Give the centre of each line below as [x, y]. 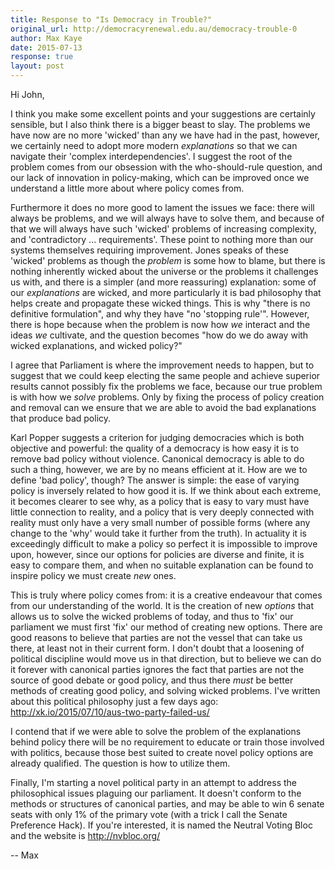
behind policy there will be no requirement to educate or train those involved [167, 742]
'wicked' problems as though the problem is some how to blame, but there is [168, 260]
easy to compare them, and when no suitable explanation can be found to [162, 565]
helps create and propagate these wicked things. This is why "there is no [160, 303]
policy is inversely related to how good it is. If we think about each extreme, [166, 490]
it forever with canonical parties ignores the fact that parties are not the [157, 669]
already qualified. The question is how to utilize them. [120, 763]
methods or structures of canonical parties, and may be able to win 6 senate [167, 804]
